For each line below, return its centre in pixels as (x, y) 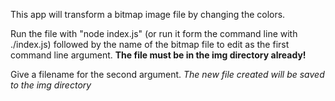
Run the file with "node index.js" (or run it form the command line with (154, 33)
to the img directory (51, 85)
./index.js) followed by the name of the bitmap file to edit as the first (150, 44)
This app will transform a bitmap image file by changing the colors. (148, 14)
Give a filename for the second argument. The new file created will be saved (167, 74)
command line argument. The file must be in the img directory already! (158, 55)
